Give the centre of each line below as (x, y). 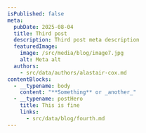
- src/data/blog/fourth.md (65, 118)
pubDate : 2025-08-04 (44, 27)
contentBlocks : (29, 79)
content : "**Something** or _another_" (78, 92)
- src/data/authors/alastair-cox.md (74, 72)
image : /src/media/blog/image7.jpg (72, 53)
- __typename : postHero (48, 99)
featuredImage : (36, 46)
